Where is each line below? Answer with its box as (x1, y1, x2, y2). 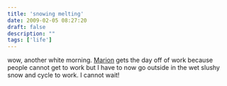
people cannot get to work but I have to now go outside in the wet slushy (7, 63, 220, 72)
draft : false (7, 23, 46, 30)
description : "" (7, 30, 55, 37)
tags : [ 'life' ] (7, 37, 52, 44)
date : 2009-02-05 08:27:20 (7, 17, 87, 24)
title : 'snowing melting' (7, 10, 84, 18)
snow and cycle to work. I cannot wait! (7, 71, 120, 80)
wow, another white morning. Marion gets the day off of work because (7, 56, 214, 64)
